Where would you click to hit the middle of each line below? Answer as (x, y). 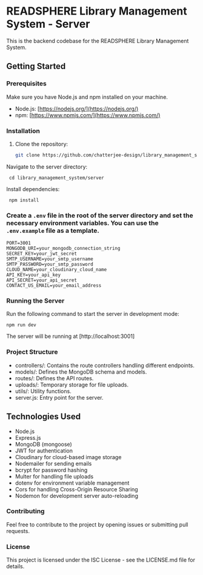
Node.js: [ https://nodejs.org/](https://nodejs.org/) (77, 109)
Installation (23, 130)
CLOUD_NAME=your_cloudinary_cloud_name (57, 270)
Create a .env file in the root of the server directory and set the (100, 215)
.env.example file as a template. (53, 230)
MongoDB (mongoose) (44, 444)
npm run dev (21, 325)
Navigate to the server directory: (47, 166)
